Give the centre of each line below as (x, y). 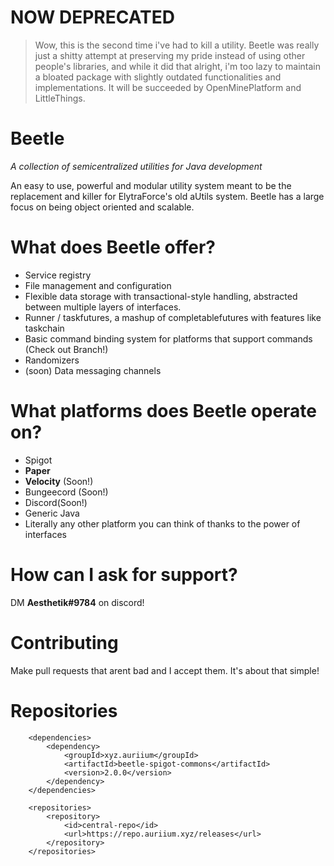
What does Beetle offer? (113, 247)
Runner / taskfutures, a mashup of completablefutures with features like (173, 317)
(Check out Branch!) (66, 349)
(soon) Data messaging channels (93, 370)
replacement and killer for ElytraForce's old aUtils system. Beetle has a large (167, 196)
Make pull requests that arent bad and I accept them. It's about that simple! (165, 670)
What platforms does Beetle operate (164, 411)
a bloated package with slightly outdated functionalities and (158, 77)
